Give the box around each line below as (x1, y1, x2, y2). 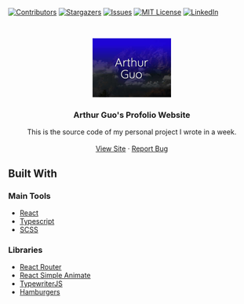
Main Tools (8, 190, 51, 201)
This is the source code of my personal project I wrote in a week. (27, 127, 237, 137)
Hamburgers (19, 288, 60, 297)
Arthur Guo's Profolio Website (73, 109, 191, 120)
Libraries (8, 244, 43, 255)
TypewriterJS (19, 279, 63, 288)
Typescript (19, 216, 55, 225)
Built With (8, 167, 57, 180)
